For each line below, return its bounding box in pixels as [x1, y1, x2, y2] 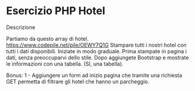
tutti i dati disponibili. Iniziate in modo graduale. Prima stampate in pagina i [6, 47, 187, 54]
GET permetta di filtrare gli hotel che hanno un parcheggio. [6, 78, 149, 85]
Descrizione [6, 24, 35, 31]
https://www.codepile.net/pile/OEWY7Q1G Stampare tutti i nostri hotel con [6, 41, 187, 48]
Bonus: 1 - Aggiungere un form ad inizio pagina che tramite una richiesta [6, 71, 183, 79]
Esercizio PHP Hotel [6, 4, 105, 18]
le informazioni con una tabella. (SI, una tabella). [6, 60, 124, 67]
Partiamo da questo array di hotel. [6, 35, 89, 42]
